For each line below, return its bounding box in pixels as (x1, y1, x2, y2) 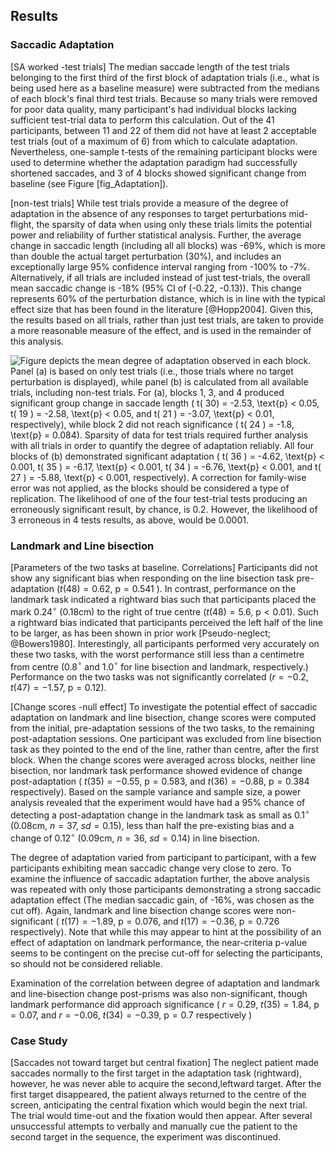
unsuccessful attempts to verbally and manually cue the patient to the (10, 1120, 298, 1132)
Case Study (10, 1034, 68, 1048)
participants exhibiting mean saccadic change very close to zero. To (10, 862, 292, 874)
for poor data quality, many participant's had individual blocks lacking (10, 103, 297, 115)
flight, (10, 218, 35, 230)
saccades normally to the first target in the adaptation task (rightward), (10, 1067, 303, 1079)
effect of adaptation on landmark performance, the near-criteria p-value (10, 936, 308, 948)
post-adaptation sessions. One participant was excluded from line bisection (10, 733, 322, 745)
